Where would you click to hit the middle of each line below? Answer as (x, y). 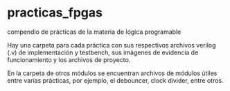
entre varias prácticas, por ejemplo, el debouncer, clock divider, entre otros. (115, 80)
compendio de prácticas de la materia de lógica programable (94, 32)
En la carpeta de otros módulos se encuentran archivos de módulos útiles (112, 73)
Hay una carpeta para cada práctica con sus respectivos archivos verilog (112, 45)
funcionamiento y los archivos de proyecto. (69, 59)
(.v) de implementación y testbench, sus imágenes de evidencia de (103, 52)
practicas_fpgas (55, 13)
